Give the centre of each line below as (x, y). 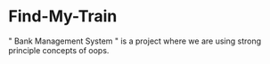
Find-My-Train (63, 16)
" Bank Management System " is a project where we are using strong (135, 41)
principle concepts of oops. (59, 50)
